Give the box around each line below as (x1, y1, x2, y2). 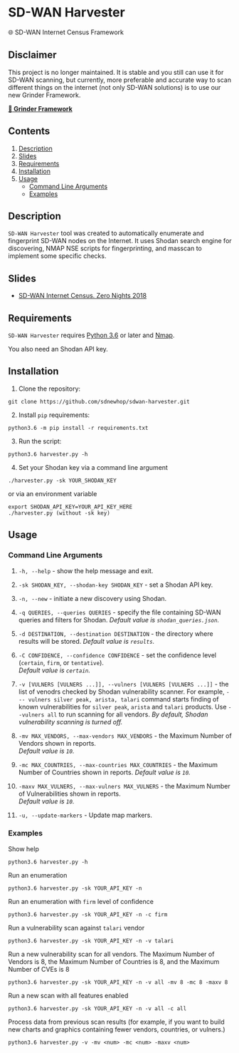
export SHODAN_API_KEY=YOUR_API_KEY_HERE (8, 503, 133, 510)
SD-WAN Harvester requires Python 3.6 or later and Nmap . (8, 331, 175, 339)
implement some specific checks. (8, 252, 107, 260)
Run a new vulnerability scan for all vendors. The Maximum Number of (8, 950, 215, 958)
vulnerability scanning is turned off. (18, 717, 123, 726)
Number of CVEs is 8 (8, 965, 70, 973)
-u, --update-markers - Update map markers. (18, 811, 152, 819)
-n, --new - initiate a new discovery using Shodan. (18, 594, 167, 602)
